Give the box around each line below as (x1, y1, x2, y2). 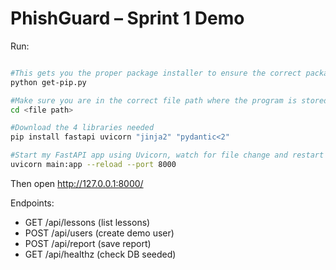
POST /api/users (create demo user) (24, 227, 175, 239)
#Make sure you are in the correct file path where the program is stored (10, 95, 329, 106)
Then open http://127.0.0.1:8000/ (10, 177, 144, 189)
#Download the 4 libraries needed (10, 123, 155, 133)
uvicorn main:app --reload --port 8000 (10, 160, 177, 170)
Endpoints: (10, 197, 55, 209)
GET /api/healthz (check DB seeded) (24, 248, 177, 260)
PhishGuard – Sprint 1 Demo (10, 7, 245, 30)
